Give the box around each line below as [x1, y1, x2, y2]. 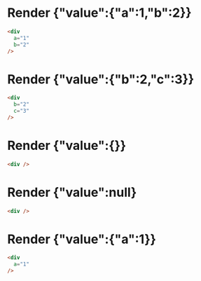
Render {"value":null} [7, 184, 137, 200]
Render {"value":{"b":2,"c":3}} [7, 71, 195, 87]
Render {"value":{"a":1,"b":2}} [7, 5, 192, 21]
